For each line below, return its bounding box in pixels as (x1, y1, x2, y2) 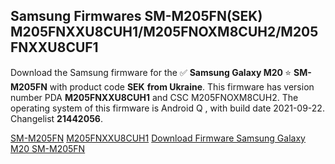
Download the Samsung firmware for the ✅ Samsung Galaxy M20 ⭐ (10, 66, 292, 78)
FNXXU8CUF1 (10, 39, 99, 56)
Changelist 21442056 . (10, 112, 103, 124)
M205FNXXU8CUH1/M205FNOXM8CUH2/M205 (10, 24, 319, 41)
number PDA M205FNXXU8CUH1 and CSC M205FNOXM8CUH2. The (10, 91, 299, 103)
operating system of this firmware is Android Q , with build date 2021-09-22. (10, 102, 325, 114)
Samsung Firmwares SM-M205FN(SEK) (10, 8, 263, 25)
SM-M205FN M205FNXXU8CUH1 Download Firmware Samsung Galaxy (10, 132, 306, 144)
